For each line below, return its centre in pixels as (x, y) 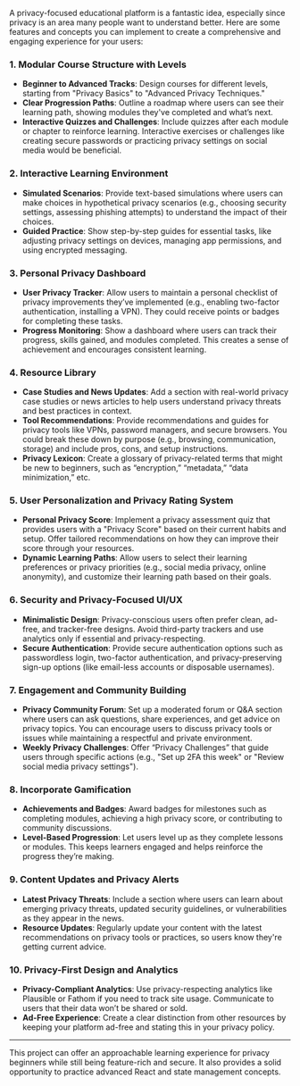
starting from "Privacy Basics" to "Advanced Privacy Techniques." (143, 94)
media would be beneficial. (72, 150)
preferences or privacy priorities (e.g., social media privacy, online (144, 567)
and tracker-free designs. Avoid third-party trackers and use (153, 629)
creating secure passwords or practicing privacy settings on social (145, 141)
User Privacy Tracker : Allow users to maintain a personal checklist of (150, 292)
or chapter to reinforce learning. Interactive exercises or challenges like (153, 131)
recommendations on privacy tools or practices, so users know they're (152, 937)
